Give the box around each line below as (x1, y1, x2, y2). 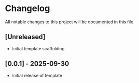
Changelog (5, 3, 50, 14)
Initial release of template (12, 72, 63, 78)
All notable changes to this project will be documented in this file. (5, 19, 135, 25)
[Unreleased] (5, 33, 46, 41)
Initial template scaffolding (12, 45, 65, 51)
